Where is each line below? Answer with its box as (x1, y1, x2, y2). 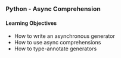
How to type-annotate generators (14, 45, 97, 52)
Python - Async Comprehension (5, 5, 101, 13)
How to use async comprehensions (14, 39, 101, 46)
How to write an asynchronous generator (14, 33, 116, 40)
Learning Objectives (5, 20, 57, 27)
